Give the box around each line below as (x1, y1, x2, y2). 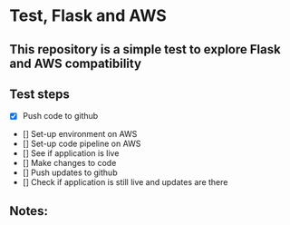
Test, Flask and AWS (9, 5, 168, 26)
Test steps (9, 86, 71, 102)
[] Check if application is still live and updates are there (22, 177, 228, 188)
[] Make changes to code (22, 158, 117, 169)
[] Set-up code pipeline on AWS (22, 138, 141, 150)
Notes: (9, 203, 48, 219)
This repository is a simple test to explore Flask (9, 42, 281, 57)
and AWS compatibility (9, 55, 142, 71)
